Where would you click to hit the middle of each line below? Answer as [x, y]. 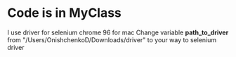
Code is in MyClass [64, 13]
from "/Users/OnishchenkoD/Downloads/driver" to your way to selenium [112, 39]
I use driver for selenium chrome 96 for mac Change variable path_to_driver [118, 32]
